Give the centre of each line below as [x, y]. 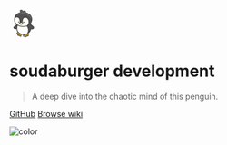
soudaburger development [112, 71]
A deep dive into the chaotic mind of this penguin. [125, 96]
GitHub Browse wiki [46, 113]
